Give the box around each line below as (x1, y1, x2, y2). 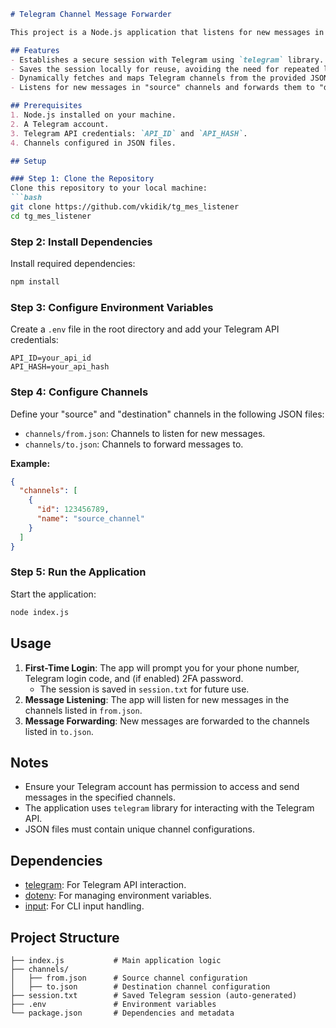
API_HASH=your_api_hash (10, 362, 110, 372)
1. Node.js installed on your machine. (10, 110, 177, 120)
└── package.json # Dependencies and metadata (10, 1008, 235, 1018)
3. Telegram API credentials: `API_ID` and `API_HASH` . (10, 128, 248, 139)
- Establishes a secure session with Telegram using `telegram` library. (10, 55, 325, 65)
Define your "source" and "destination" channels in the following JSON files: (10, 408, 325, 420)
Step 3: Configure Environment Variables (10, 300, 214, 314)
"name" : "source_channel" (36, 514, 145, 524)
